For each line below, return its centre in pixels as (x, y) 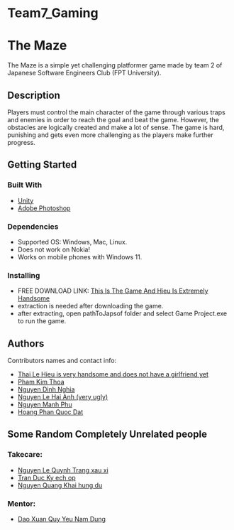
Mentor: (22, 504)
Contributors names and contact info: (62, 361)
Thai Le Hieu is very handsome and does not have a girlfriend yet (113, 374)
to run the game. (42, 321)
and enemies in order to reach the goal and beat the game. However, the (113, 119)
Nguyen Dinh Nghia (46, 389)
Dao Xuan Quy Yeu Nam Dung (62, 519)
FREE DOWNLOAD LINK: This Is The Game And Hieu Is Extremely (113, 291)
